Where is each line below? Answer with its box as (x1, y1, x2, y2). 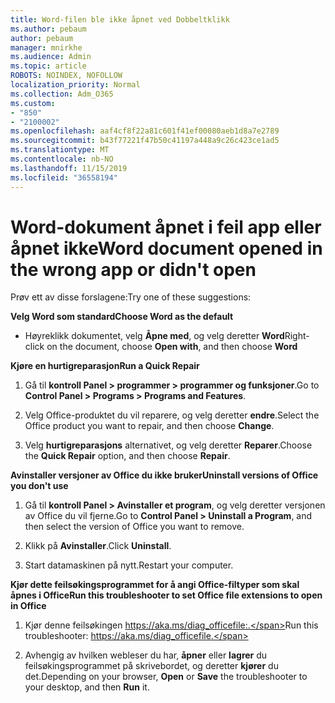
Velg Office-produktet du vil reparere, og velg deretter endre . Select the (24, 409, 320, 421)
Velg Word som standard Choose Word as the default (10, 311, 234, 323)
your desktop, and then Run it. (24, 681, 150, 693)
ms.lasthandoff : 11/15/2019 (10, 163, 128, 173)
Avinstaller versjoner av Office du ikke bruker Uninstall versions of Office (10, 469, 319, 481)
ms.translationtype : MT (10, 145, 110, 155)
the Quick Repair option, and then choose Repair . (24, 450, 231, 462)
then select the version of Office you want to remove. (24, 521, 245, 533)
